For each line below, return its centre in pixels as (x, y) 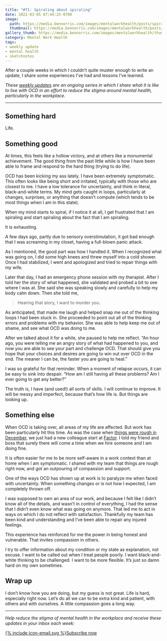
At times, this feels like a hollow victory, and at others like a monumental (79, 156)
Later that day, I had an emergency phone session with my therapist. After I (82, 277)
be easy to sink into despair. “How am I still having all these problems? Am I (82, 374)
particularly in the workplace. (35, 96)
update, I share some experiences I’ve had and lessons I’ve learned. (75, 76)
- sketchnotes (20, 56)
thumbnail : (21, 28)
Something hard (31, 116)
